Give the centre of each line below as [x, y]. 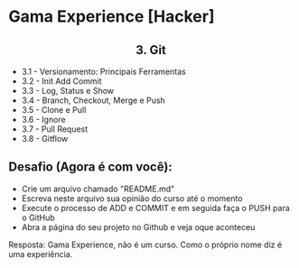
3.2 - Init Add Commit [61, 81]
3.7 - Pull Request [55, 129]
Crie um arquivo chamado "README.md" [98, 189]
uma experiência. [41, 254]
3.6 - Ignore [44, 120]
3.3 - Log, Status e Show [68, 91]
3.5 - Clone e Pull [54, 110]
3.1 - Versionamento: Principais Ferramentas [103, 71]
